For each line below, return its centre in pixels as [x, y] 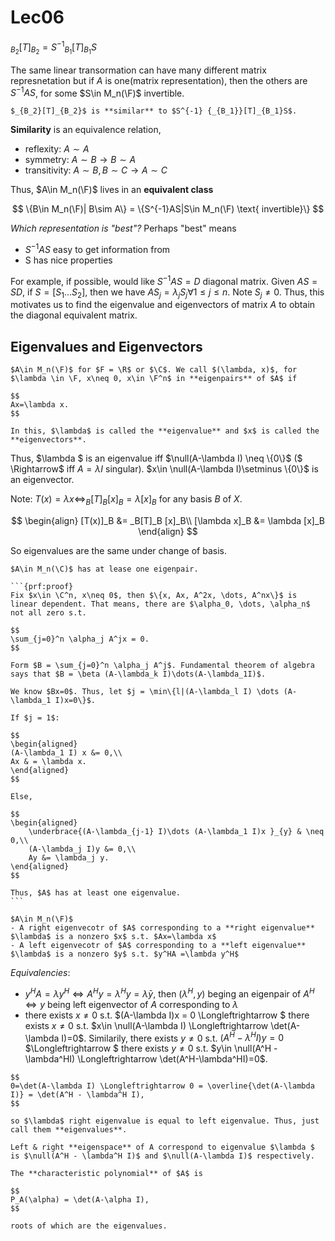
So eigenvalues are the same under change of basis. [118, 551]
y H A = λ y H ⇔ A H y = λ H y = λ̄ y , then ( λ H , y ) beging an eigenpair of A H [169, 993]
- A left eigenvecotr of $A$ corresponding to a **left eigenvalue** [158, 946]
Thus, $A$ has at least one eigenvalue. [96, 893]
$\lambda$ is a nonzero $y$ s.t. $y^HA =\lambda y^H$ [125, 954]
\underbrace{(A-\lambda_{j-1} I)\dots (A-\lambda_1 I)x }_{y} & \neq [176, 832]
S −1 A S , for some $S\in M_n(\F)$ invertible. [97, 92]
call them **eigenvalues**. [69, 1130]
